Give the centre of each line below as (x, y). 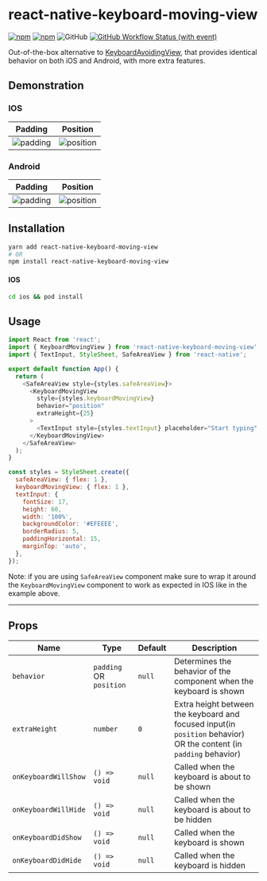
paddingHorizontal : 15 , (62, 539)
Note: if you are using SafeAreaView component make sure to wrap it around (132, 576)
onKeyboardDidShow (47, 838)
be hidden (193, 820)
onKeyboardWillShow (49, 777)
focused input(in (205, 724)
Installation (37, 229)
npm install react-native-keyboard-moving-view (89, 262)
